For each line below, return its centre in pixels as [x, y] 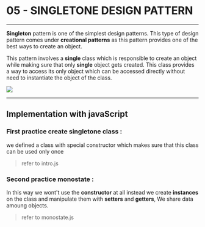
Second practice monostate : [50, 179]
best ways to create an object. [44, 46]
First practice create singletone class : [64, 132]
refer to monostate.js [48, 217]
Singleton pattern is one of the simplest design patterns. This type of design [103, 33]
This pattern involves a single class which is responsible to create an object [102, 58]
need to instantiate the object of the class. [59, 78]
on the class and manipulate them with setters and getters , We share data [100, 199]
